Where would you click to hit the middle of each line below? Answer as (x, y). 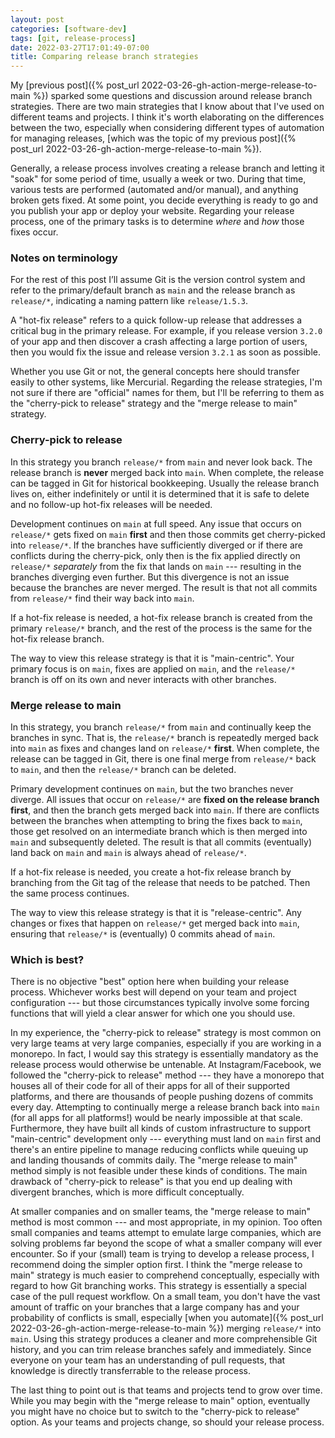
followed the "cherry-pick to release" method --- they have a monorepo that (167, 1075)
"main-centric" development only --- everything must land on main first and (166, 1139)
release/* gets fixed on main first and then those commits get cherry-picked (168, 534)
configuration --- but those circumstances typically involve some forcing (160, 1003)
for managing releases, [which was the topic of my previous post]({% (153, 138)
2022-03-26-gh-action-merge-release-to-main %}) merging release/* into (166, 1328)
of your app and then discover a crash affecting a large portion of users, (159, 342)
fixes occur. (34, 232)
